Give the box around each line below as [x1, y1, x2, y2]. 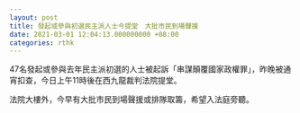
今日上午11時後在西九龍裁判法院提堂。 [40, 75, 182, 86]
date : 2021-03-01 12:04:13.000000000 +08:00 [9, 30, 179, 39]
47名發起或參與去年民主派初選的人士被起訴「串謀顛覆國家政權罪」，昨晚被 [9, 64, 284, 74]
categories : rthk [9, 38, 75, 48]
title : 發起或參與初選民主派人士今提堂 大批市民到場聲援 [9, 22, 199, 30]
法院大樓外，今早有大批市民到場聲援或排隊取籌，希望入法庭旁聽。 [9, 94, 254, 105]
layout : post [9, 13, 59, 22]
